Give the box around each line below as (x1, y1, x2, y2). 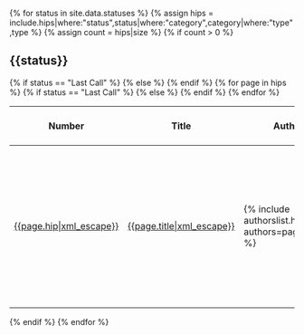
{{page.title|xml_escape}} (127, 219, 235, 232)
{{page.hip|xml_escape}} (14, 219, 119, 232)
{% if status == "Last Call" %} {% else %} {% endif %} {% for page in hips (9, 77, 287, 88)
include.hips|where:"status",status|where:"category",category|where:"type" (9, 17, 294, 28)
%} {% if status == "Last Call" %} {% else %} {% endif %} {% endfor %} (9, 86, 280, 98)
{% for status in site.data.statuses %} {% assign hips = (9, 8, 214, 18)
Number (48, 120, 84, 132)
